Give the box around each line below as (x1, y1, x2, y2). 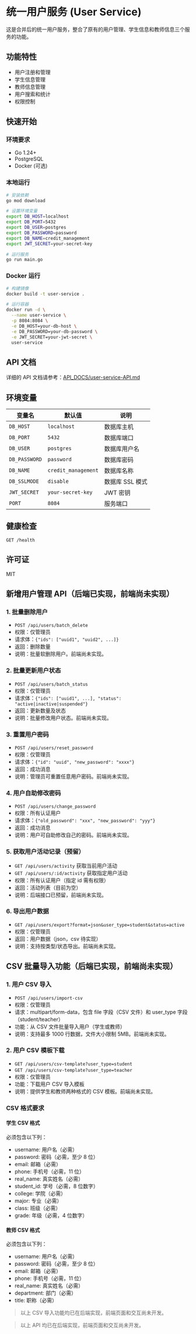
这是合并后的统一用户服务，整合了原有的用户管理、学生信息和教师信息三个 (6, 26, 185, 33)
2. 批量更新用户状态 (6, 667, 61, 675)
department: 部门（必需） (14, 1290, 77, 1297)
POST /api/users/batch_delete (14, 623, 89, 629)
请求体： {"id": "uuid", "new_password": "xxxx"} (14, 758, 135, 765)
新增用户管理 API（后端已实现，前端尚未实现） (6, 589, 174, 599)
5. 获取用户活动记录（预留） (6, 848, 85, 856)
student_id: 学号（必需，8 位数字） (14, 1182, 99, 1189)
